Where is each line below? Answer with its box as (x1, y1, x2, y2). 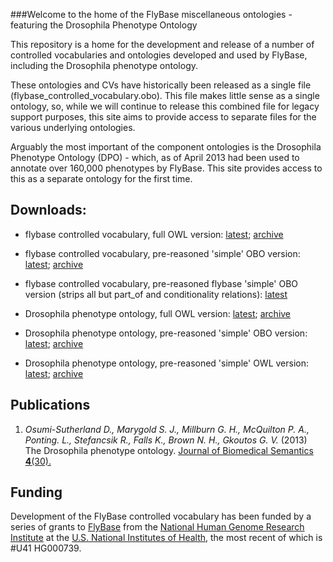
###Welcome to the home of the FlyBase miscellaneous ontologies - (10, 9, 293, 20)
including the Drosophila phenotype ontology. (10, 60, 199, 71)
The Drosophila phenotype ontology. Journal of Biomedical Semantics (24, 444, 314, 456)
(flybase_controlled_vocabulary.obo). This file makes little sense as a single (10, 90, 320, 101)
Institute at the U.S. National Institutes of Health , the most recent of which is (10, 532, 323, 544)
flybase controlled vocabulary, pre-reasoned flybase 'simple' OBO (24, 277, 299, 289)
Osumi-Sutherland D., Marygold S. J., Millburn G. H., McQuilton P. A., (24, 423, 310, 435)
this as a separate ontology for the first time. (10, 173, 193, 184)
